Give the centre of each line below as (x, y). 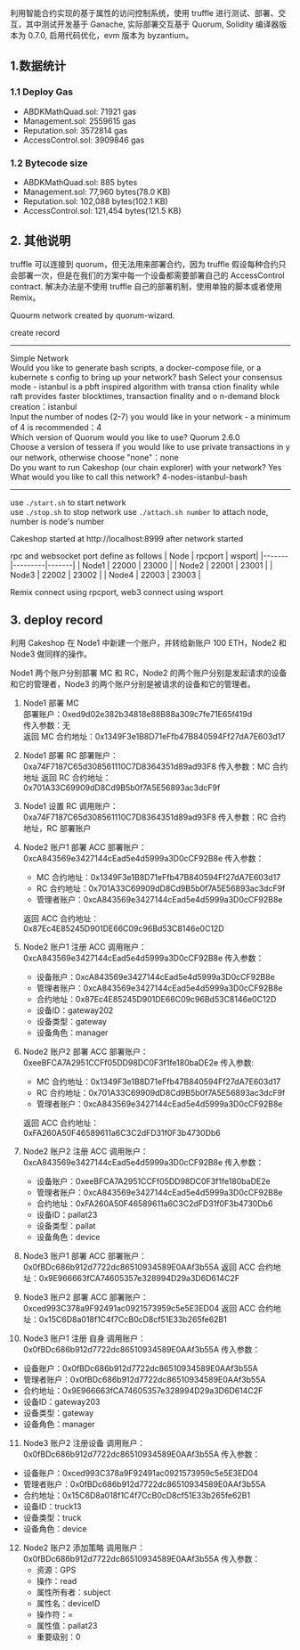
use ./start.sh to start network (68, 502)
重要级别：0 (58, 1637)
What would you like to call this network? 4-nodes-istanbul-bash (129, 477)
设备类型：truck (52, 1517)
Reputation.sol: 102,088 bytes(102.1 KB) (95, 201)
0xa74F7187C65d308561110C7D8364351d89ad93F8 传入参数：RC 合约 (154, 817)
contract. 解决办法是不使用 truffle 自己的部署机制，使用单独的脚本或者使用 (146, 286)
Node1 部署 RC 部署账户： (70, 755)
